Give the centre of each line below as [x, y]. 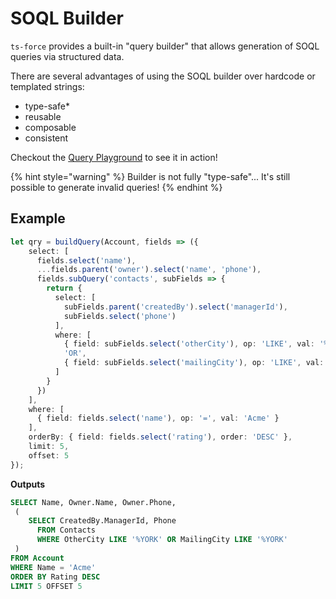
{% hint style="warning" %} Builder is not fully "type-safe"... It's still [150, 176]
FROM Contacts [66, 530]
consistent [46, 138]
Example [38, 218]
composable [50, 127]
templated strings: [47, 86]
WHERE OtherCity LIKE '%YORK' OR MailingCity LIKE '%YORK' [162, 540]
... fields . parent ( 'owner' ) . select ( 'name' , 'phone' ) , [149, 270]
